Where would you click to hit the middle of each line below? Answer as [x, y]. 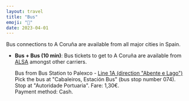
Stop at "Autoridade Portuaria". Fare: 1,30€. [67, 86]
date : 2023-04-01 [27, 28]
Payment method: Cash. [44, 92]
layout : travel [25, 11]
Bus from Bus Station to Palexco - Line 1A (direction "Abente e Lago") [99, 73]
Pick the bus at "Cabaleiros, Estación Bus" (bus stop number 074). [95, 79]
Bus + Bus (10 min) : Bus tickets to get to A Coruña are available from [98, 55]
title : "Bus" [22, 17]
